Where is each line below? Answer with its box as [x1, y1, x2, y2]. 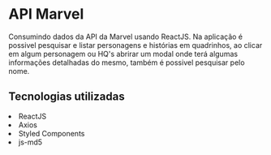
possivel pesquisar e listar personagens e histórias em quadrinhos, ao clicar [8, 40, 263, 50]
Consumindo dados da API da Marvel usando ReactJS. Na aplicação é [8, 32, 243, 41]
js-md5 [19, 137, 43, 147]
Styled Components [19, 128, 85, 138]
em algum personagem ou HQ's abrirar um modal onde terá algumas [8, 49, 238, 58]
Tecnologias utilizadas [8, 90, 125, 104]
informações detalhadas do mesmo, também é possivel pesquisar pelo [8, 58, 245, 67]
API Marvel [8, 5, 84, 24]
